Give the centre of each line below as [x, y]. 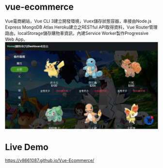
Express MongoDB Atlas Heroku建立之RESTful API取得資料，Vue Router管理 [81, 27]
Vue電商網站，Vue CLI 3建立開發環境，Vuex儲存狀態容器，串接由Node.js [78, 21]
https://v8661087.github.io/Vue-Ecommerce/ [50, 160]
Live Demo [27, 147]
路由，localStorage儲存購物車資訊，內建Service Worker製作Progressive [77, 33]
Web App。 [16, 39]
